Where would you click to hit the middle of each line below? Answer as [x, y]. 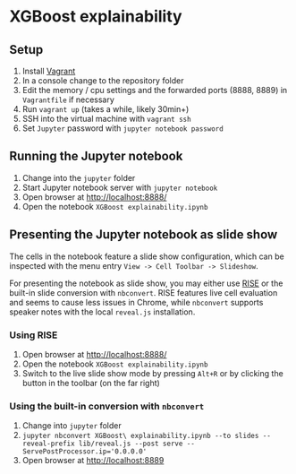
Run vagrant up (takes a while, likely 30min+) [106, 109]
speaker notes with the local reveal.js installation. [102, 312]
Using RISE [34, 335]
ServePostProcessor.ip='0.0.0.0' [85, 452]
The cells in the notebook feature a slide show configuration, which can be [147, 256]
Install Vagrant [49, 71]
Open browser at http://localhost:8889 [93, 461]
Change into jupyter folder [72, 426]
